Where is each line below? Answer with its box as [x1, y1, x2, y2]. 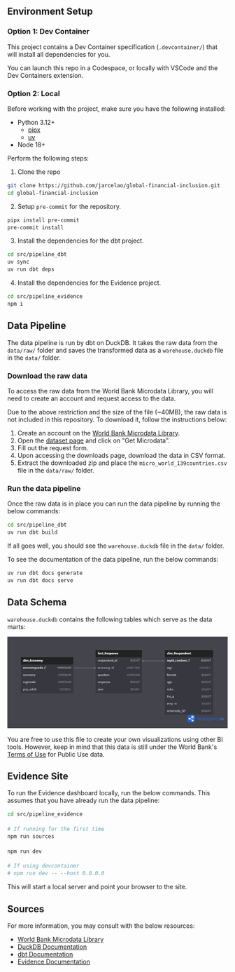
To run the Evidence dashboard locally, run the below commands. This [7, 789, 211, 797]
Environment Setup [7, 6, 93, 18]
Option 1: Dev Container [7, 27, 90, 36]
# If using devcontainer [7, 863, 80, 870]
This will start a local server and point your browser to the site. [7, 883, 187, 891]
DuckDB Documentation [17, 943, 87, 951]
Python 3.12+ [17, 118, 55, 126]
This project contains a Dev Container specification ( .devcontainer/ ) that [7, 42, 218, 51]
